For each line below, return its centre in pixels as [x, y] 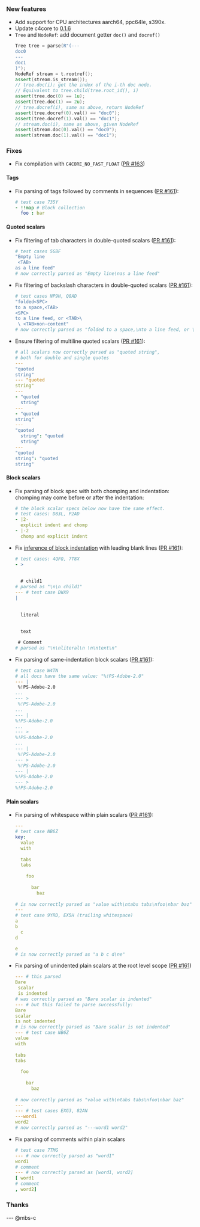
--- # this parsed [38, 977]
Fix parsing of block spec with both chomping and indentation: [92, 491]
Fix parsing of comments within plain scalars [70, 1139]
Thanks [17, 1205]
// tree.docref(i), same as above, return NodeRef [79, 107]
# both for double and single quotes [62, 358]
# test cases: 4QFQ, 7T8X [47, 559]
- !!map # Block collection [50, 208]
